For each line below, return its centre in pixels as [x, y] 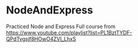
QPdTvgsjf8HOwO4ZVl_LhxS [41, 39]
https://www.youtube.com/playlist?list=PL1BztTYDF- [69, 32]
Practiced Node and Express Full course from [61, 26]
